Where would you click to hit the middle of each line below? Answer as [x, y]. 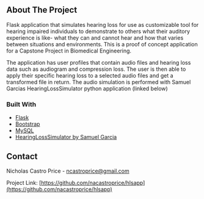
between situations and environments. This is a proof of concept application [102, 44]
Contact [22, 156]
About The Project [42, 10]
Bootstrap [27, 124]
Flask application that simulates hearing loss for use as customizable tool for [103, 24]
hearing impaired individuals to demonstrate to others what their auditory [98, 31]
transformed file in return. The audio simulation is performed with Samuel [99, 82]
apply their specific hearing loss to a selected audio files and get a [90, 75]
